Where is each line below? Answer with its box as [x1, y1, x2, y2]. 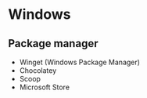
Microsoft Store [19, 82, 70, 92]
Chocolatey [19, 66, 57, 75]
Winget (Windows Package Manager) [19, 57, 141, 67]
